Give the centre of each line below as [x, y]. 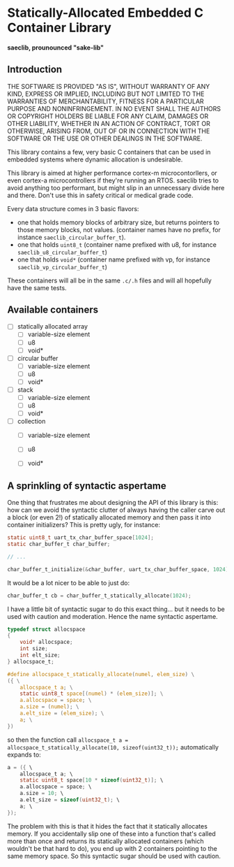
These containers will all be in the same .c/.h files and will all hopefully [110, 280]
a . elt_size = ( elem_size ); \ [62, 714]
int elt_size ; [40, 655]
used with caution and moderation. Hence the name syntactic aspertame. [112, 616]
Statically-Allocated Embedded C [106, 13]
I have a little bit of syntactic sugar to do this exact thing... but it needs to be [116, 609]
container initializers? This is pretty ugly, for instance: [84, 525]
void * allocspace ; [46, 642]
